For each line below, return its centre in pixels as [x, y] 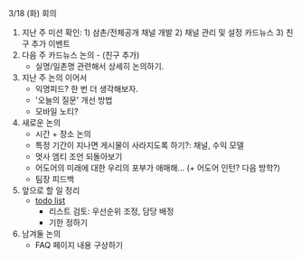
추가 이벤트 [51, 44]
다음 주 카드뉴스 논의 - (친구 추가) [80, 55]
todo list [50, 200]
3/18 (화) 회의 [33, 13]
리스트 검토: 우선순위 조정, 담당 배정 [111, 211]
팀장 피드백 [54, 179]
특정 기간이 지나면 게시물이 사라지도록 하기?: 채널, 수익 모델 [140, 145]
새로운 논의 [41, 123]
